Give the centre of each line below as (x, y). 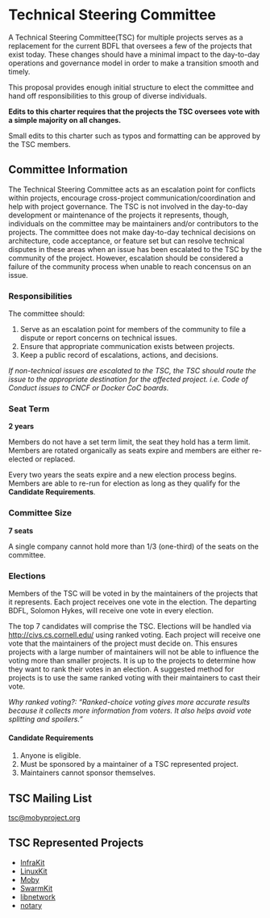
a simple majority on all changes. (65, 120)
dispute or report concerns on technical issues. (98, 338)
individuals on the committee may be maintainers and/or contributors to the (134, 223)
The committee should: (47, 314)
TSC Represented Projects (76, 843)
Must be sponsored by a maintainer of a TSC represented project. (129, 764)
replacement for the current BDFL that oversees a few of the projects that (130, 45)
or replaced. (55, 459)
